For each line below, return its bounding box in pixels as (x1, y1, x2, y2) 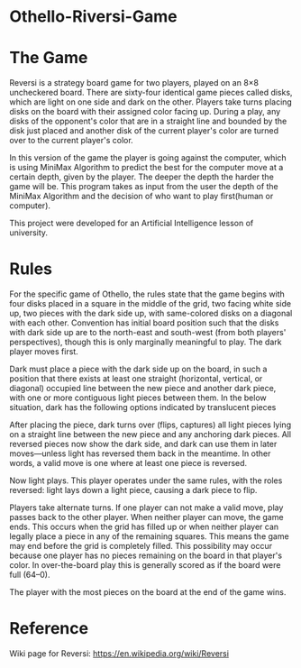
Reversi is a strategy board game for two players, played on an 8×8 (9, 78, 260, 88)
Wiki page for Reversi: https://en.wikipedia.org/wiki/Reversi (9, 648, 230, 659)
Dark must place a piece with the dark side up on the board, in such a (9, 363, 268, 375)
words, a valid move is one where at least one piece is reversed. (9, 458, 248, 469)
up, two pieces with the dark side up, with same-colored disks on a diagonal (9, 308, 293, 319)
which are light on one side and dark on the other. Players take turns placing (9, 96, 293, 107)
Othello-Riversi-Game (9, 6, 178, 27)
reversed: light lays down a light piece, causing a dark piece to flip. (9, 485, 258, 496)
